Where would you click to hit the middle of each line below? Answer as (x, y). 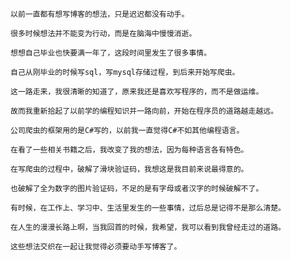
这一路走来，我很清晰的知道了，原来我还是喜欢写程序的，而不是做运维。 (137, 92)
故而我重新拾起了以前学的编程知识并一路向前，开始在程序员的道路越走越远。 (144, 111)
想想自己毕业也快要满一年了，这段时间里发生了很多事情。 (111, 53)
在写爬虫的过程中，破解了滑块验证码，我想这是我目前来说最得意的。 (129, 169)
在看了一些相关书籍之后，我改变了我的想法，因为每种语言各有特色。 (129, 150)
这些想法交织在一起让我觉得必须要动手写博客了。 (96, 247)
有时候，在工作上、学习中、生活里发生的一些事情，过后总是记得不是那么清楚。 (148, 208)
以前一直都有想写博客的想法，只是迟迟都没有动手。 (100, 14)
